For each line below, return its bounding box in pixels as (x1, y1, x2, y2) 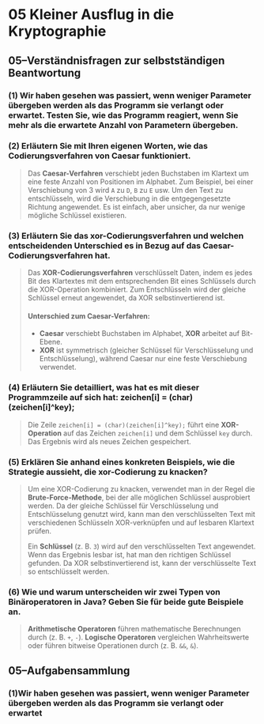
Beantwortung (8, 66, 81, 80)
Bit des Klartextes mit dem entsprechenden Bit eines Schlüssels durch (27, 277, 257, 286)
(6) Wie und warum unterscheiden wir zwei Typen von (8, 586, 221, 598)
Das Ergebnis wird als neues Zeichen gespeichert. (27, 436, 191, 446)
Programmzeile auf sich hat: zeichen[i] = (8, 392, 168, 403)
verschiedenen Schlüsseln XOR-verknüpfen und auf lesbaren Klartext (27, 518, 255, 527)
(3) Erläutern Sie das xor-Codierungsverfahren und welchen (8, 230, 244, 241)
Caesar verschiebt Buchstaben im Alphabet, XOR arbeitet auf (39, 329, 240, 338)
